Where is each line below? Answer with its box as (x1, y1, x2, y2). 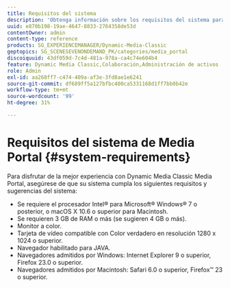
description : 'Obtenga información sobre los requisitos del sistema (7, 16, 210, 23)
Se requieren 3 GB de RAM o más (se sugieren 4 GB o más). (16, 214, 187, 223)
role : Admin (7, 67, 41, 74)
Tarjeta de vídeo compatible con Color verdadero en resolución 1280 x (16, 229, 216, 237)
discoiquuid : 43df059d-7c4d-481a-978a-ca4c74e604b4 (7, 55, 157, 62)
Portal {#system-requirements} (7, 149, 191, 165)
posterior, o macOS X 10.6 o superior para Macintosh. (16, 207, 168, 215)
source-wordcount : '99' (7, 93, 75, 100)
